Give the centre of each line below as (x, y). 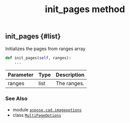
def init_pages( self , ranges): (38, 58)
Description (70, 75)
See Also (16, 99)
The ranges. (70, 84)
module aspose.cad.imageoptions (47, 109)
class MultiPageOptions (37, 115)
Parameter (21, 75)
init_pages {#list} (33, 36)
